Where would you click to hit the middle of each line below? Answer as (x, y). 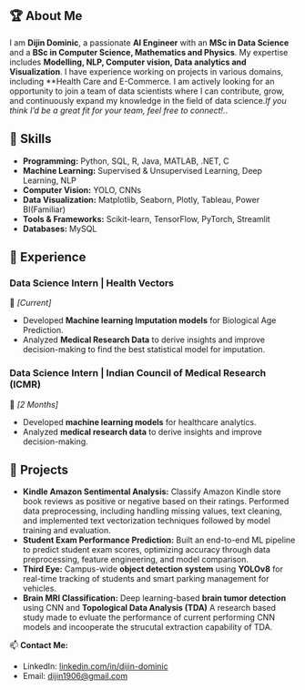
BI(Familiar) (44, 209)
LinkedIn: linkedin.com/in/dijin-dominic (95, 666)
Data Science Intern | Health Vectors (92, 283)
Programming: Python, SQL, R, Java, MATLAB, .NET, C (126, 161)
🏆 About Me (46, 16)
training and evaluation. (66, 531)
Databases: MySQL (60, 228)
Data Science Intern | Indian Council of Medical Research (138, 373)
